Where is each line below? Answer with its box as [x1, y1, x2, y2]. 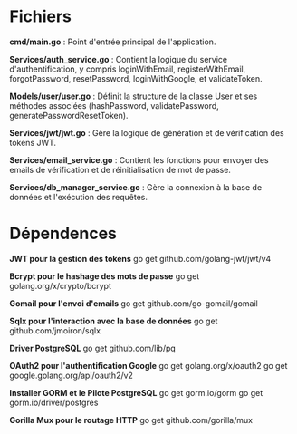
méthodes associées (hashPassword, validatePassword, [9, 100, 219, 111]
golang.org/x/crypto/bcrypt [9, 280, 111, 291]
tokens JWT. [9, 137, 57, 148]
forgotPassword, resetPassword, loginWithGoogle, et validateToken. [9, 72, 263, 83]
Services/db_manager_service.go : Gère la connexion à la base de [9, 181, 263, 192]
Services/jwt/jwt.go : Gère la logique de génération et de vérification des [9, 127, 284, 138]
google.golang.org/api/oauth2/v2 [9, 370, 134, 381]
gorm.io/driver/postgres [9, 397, 99, 408]
